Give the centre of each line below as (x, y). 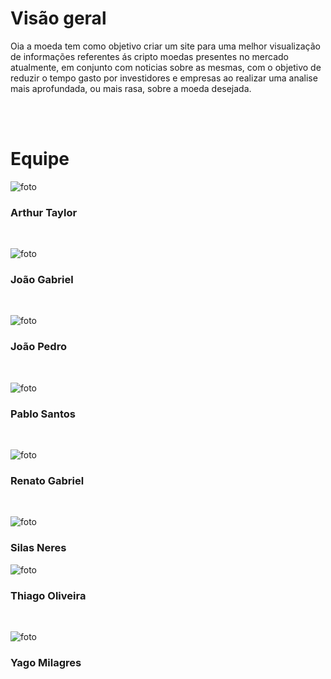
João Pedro (38, 347)
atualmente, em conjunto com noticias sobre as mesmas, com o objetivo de (166, 67)
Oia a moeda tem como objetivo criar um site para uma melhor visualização (165, 46)
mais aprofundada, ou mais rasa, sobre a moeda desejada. (131, 88)
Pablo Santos (43, 414)
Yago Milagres (46, 662)
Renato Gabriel (47, 480)
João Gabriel (42, 280)
